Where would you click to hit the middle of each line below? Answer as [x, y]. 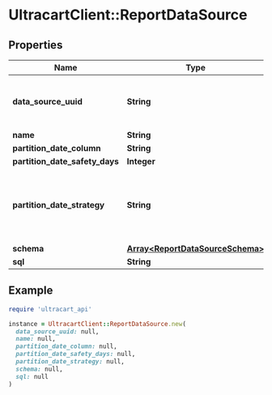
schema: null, [39, 369]
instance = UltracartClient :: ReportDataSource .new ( [97, 324]
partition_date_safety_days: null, [76, 354]
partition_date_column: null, [66, 346]
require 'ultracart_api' [50, 309]
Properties [36, 45]
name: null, [36, 339]
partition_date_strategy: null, [70, 362]
